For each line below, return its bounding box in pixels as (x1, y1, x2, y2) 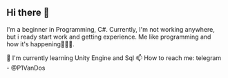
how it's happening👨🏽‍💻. (6, 39, 75, 48)
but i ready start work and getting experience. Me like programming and (6, 32, 211, 41)
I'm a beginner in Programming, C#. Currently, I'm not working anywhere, (6, 25, 216, 33)
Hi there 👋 (6, 7, 50, 19)
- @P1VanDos (6, 64, 46, 72)
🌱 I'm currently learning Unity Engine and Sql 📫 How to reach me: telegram (6, 53, 222, 62)
